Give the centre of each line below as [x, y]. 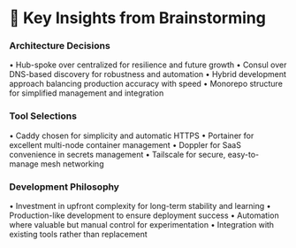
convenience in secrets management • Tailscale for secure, [118, 154]
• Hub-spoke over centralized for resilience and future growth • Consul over [148, 65]
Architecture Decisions [60, 46]
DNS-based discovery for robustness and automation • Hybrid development [148, 74]
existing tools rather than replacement [78, 235]
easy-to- [243, 154]
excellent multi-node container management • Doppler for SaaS [125, 144]
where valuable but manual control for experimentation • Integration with [142, 225]
